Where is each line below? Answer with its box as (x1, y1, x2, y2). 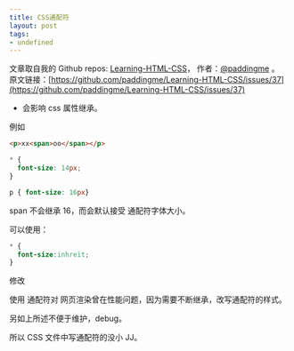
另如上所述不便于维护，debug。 (9, 313, 127, 324)
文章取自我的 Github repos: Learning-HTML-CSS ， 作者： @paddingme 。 (9, 63, 280, 74)
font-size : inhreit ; (17, 250, 90, 259)
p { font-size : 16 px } (9, 187, 90, 196)
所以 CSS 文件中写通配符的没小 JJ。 (9, 332, 143, 343)
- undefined (9, 37, 53, 47)
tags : (9, 29, 29, 38)
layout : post (9, 21, 58, 30)
